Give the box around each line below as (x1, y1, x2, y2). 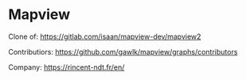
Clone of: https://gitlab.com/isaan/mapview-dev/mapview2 (8, 32, 201, 41)
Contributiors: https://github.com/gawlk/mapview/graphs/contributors (8, 47, 238, 56)
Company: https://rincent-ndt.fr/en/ (8, 62, 125, 72)
